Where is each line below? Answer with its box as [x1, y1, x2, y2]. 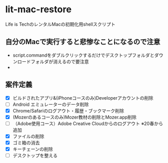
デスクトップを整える [12, 152, 58, 159]
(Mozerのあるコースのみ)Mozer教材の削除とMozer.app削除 [12, 114, 137, 120]
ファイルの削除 [12, 133, 44, 139]
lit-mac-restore [5, 4, 72, 15]
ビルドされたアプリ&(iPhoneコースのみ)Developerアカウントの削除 [12, 95, 154, 101]
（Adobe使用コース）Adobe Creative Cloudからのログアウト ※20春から [12, 120, 163, 126]
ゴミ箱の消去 [12, 139, 40, 146]
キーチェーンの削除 [12, 146, 54, 152]
